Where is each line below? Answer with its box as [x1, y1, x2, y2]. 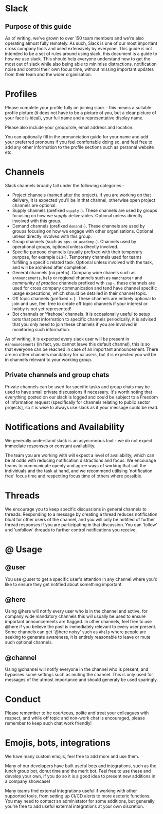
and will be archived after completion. [12, 264, 88, 270]
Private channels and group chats [5, 371, 109, 379]
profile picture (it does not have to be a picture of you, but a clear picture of [5, 110, 157, 115]
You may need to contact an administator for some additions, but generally [5, 798, 155, 804]
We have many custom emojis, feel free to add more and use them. [5, 754, 140, 759]
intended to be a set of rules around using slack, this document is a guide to [5, 51, 157, 57]
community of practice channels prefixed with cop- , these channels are [12, 280, 155, 285]
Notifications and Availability [5, 421, 125, 433]
